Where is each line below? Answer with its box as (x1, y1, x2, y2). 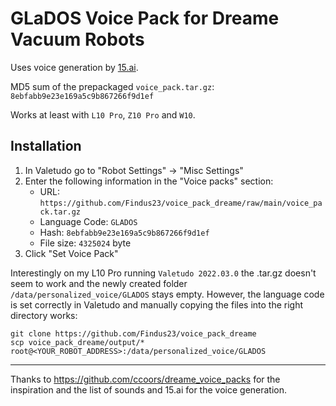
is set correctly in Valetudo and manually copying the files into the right (10, 298, 304, 311)
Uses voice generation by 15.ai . (10, 61, 139, 73)
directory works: (10, 309, 78, 321)
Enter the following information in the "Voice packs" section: (24, 175, 274, 187)
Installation (10, 138, 82, 155)
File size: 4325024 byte (39, 237, 132, 249)
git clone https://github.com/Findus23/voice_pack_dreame (10, 328, 257, 339)
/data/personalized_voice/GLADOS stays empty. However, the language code (10, 288, 325, 300)
